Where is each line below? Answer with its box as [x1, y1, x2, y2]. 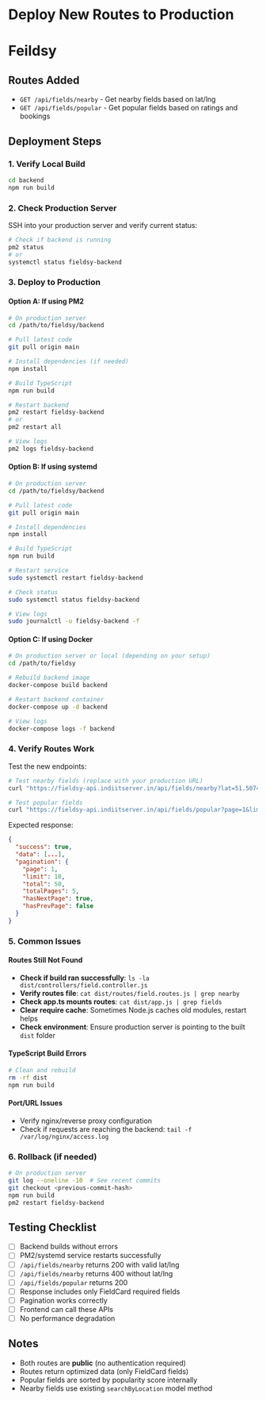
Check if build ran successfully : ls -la [19, 973, 150, 982]
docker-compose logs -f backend [8, 724, 115, 732]
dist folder [19, 1030, 55, 1040]
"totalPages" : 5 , [22, 887, 80, 895]
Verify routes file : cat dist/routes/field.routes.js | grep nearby [19, 988, 240, 998]
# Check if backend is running [8, 236, 112, 244]
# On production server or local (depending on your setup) [8, 652, 211, 660]
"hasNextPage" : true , [22, 895, 93, 903]
